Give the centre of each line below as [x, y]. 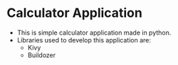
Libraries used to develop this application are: [84, 40]
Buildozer [42, 55]
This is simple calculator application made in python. [94, 32]
